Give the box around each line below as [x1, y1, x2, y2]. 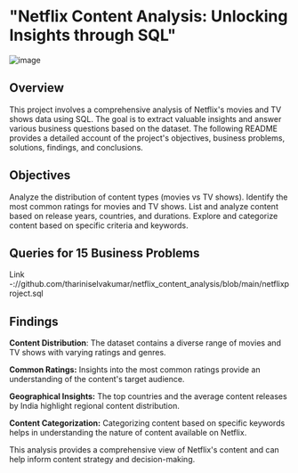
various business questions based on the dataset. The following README [9, 123, 278, 134]
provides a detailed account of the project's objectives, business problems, [9, 132, 286, 143]
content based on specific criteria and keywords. [9, 220, 189, 231]
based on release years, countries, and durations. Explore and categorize [9, 210, 278, 221]
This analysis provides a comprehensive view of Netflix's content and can [9, 444, 280, 455]
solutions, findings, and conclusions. [9, 142, 144, 152]
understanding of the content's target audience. [9, 374, 185, 385]
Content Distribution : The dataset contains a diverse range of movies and [9, 338, 282, 348]
